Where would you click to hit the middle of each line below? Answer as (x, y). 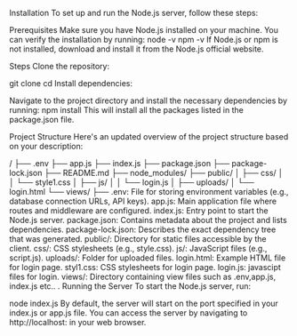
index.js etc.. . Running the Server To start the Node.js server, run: (130, 286)
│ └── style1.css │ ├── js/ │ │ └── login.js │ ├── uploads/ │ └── (132, 182)
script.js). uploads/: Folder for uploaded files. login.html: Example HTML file (148, 258)
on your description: (46, 146)
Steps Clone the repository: (60, 66)
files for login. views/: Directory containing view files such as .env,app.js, (143, 276)
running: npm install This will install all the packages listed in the (127, 110)
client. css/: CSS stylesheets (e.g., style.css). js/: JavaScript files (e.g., (138, 248)
